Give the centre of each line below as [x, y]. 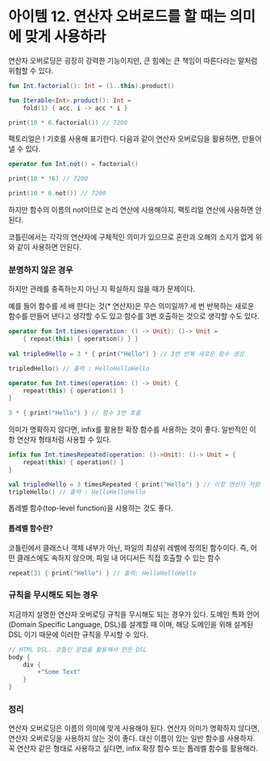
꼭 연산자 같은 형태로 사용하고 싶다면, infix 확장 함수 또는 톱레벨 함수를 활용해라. [133, 749]
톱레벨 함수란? [31, 528]
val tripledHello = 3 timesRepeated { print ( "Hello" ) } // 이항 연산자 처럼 [134, 484]
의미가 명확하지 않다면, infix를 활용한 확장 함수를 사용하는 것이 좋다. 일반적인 [128, 430]
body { [19, 657]
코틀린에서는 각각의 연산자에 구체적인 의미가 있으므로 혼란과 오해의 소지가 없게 [131, 237]
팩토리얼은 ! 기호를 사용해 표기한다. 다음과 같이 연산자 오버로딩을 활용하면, [124, 139]
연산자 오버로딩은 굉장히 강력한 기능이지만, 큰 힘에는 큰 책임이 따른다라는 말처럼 [133, 60]
